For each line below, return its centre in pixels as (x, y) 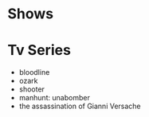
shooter (32, 89)
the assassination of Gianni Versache (80, 106)
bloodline (34, 72)
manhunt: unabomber (55, 98)
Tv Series (39, 51)
